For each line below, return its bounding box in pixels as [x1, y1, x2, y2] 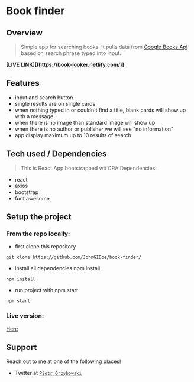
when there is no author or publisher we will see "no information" [14, 125, 174, 132]
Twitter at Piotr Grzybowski [14, 370, 82, 377]
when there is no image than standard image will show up [14, 119, 156, 126]
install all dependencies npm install [14, 265, 101, 272]
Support [6, 342, 37, 352]
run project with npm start [14, 287, 79, 294]
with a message [14, 112, 54, 119]
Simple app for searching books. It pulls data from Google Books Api [20, 43, 188, 50]
